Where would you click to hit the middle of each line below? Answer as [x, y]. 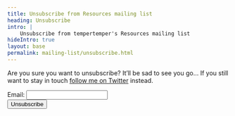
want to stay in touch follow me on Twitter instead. [80, 80]
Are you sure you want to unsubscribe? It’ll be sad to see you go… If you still [118, 73]
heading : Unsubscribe [39, 20]
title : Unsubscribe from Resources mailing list [80, 14]
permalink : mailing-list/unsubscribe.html [70, 53]
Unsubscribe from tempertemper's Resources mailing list [105, 33]
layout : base [26, 46]
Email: [16, 94]
